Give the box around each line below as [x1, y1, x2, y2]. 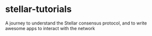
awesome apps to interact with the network [5, 25, 95, 31]
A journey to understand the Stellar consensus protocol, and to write [5, 20, 147, 26]
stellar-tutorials [5, 3, 72, 15]
